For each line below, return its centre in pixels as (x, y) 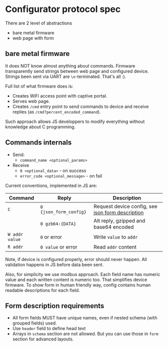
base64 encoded (113, 227)
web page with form (33, 38)
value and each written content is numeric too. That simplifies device (76, 279)
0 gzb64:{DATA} (58, 224)
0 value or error (59, 247)
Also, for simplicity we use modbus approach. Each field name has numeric (83, 274)
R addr (15, 247)
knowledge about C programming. (40, 126)
